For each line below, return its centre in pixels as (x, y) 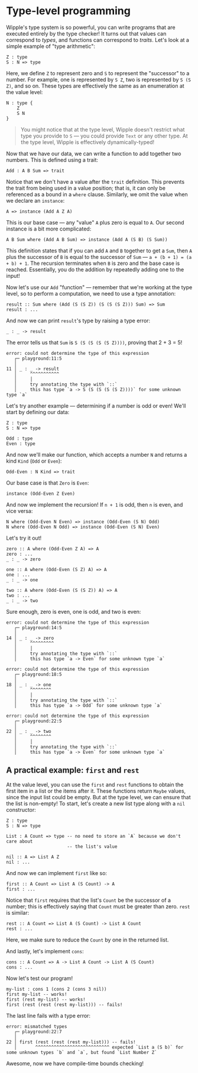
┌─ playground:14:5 (38, 627)
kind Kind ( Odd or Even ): (34, 461)
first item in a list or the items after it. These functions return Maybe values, (96, 791)
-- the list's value (92, 846)
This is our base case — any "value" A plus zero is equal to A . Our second (95, 222)
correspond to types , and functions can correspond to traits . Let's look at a (98, 40)
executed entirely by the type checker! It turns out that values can (86, 33)
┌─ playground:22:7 (38, 1032)
